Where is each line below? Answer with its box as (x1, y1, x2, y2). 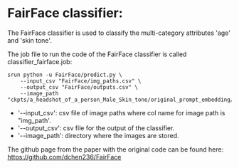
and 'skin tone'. (7, 36, 52, 44)
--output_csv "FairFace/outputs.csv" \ (20, 83, 139, 90)
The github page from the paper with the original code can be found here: (7, 145, 224, 154)
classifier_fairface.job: (7, 57, 73, 65)
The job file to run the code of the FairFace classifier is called (7, 50, 187, 58)
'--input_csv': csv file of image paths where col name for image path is (17, 108, 225, 117)
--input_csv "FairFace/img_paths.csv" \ (20, 77, 142, 85)
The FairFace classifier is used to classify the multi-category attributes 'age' (7, 28, 231, 37)
